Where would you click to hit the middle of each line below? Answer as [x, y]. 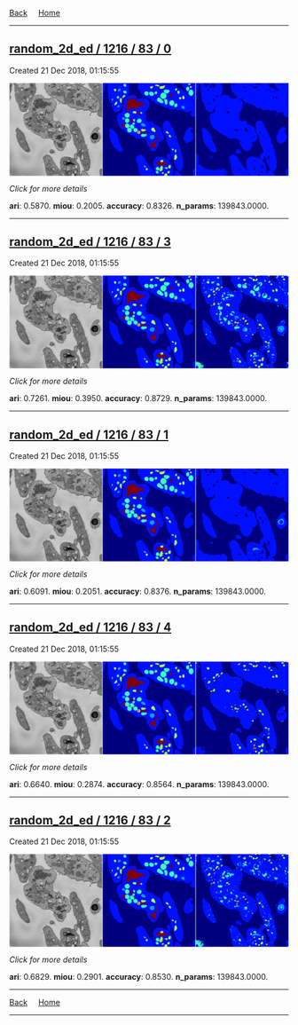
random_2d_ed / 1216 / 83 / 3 [90, 242]
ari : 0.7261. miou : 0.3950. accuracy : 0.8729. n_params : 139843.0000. [138, 398]
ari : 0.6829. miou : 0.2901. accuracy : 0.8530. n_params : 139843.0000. [139, 977]
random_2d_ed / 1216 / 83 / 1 [89, 434]
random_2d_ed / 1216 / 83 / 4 [90, 628]
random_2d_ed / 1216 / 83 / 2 [90, 820]
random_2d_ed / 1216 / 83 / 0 [90, 49]
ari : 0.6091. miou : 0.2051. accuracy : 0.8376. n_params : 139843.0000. [138, 591]
